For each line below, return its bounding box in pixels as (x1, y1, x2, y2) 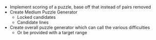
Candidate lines (17, 19, 49, 25)
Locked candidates (17, 14, 56, 20)
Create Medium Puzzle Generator (9, 9, 78, 15)
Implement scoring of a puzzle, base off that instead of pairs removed (9, 4, 151, 10)
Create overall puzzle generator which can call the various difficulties (9, 25, 150, 30)
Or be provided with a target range (17, 30, 87, 35)
